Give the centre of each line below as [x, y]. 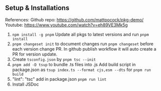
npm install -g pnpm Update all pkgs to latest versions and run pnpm [80, 34]
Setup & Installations [37, 8]
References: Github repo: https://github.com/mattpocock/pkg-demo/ [74, 19]
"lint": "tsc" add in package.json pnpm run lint [59, 79]
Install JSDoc [25, 84]
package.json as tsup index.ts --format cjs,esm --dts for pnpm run [81, 70]
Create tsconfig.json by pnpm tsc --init [54, 59]
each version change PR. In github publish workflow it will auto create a [84, 49]
